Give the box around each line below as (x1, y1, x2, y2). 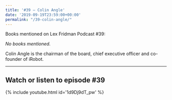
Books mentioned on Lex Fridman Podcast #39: (5, 31, 106, 37)
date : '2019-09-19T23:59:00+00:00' (5, 12, 81, 17)
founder (5, 56, 22, 62)
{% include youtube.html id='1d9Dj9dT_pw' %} (5, 89, 104, 95)
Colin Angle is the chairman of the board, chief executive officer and (5, 51, 149, 57)
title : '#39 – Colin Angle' (5, 7, 66, 13)
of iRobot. (23, 56, 44, 62)
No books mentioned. (5, 41, 51, 47)
